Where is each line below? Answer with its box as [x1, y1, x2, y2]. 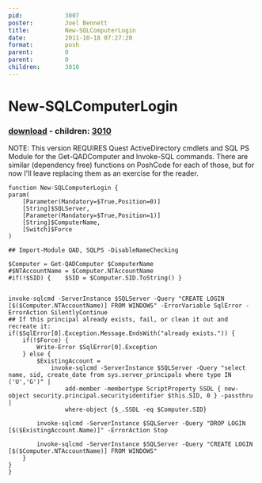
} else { [22, 350, 51, 359]
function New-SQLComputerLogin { [8, 184, 119, 192]
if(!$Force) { [22, 337, 69, 344]
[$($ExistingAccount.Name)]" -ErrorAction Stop [8, 427, 169, 435]
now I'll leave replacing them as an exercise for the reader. [8, 169, 199, 178]
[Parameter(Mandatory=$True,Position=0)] [22, 198, 161, 206]
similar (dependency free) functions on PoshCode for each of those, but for [8, 160, 255, 170]
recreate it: [8, 322, 51, 331]
